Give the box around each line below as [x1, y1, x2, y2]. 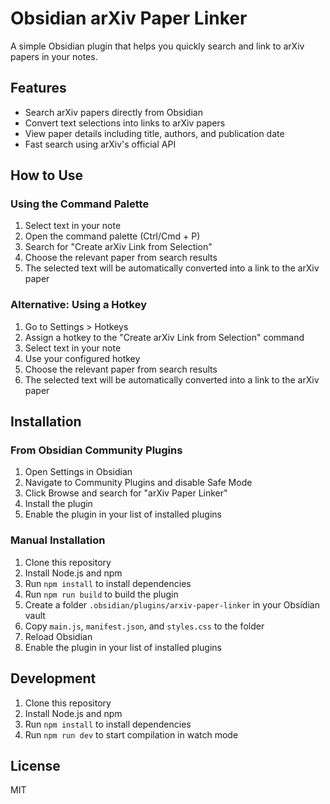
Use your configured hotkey [24, 352, 141, 364]
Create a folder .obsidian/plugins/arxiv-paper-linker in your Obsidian [24, 598, 320, 611]
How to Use [10, 167, 84, 184]
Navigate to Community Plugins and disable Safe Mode [24, 477, 253, 489]
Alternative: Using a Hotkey [10, 298, 147, 312]
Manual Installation [10, 533, 106, 547]
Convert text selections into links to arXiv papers [24, 117, 226, 129]
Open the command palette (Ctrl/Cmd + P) [24, 230, 201, 242]
